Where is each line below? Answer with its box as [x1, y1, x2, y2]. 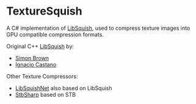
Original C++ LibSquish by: [6, 43, 74, 50]
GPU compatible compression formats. [6, 30, 104, 38]
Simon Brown [15, 54, 49, 61]
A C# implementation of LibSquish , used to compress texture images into [6, 24, 191, 32]
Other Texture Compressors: [6, 72, 78, 80]
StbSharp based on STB [15, 91, 76, 98]
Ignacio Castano [15, 61, 57, 68]
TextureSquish [6, 4, 82, 18]
